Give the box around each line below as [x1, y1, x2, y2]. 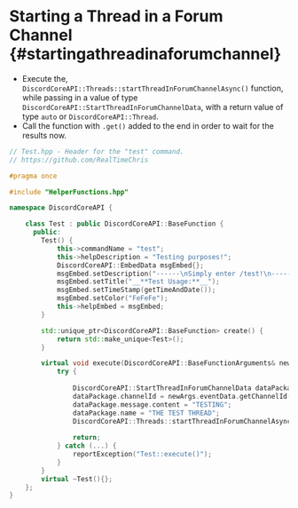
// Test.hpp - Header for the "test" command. [9, 147, 184, 156]
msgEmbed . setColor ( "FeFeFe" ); [56, 294, 169, 303]
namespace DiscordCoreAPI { [9, 203, 114, 212]
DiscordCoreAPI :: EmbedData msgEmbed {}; [56, 260, 204, 270]
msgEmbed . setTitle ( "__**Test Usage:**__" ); [56, 277, 220, 286]
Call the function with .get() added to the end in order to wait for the [21, 120, 275, 131]
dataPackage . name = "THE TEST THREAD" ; [72, 409, 220, 417]
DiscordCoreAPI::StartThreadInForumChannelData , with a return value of [21, 101, 284, 112]
